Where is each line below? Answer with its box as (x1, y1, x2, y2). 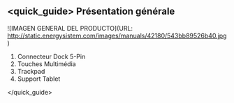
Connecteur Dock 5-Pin (17, 52, 86, 61)
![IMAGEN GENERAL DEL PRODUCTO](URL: (7, 24, 133, 32)
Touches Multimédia (17, 59, 76, 68)
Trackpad (17, 67, 45, 75)
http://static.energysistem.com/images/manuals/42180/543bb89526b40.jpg (7, 31, 227, 40)
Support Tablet (17, 74, 61, 83)
